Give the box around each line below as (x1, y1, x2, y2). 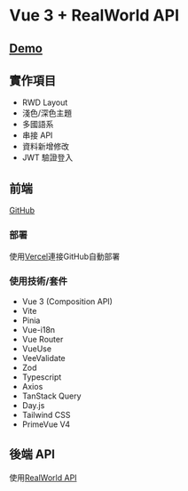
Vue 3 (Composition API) (21, 295, 114, 307)
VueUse (21, 343, 51, 354)
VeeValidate (21, 352, 66, 363)
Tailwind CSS (21, 409, 71, 420)
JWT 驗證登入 (21, 152, 74, 163)
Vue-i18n (21, 324, 56, 334)
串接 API (21, 130, 53, 141)
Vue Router (21, 334, 64, 344)
